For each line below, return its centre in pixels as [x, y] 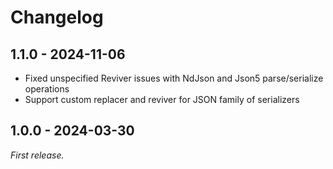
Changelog [57, 17]
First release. [37, 155]
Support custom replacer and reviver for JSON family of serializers [162, 99]
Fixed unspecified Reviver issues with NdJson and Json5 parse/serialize [174, 78]
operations [47, 89]
